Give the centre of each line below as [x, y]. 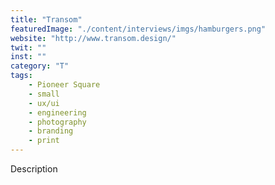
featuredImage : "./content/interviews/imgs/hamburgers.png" [138, 29]
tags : [21, 76]
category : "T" [40, 66]
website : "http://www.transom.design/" [93, 38]
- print [44, 141]
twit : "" [28, 47]
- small [44, 94]
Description [34, 169]
